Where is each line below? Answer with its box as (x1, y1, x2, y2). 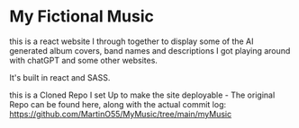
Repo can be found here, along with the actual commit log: (9, 98, 227, 109)
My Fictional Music (9, 6, 155, 27)
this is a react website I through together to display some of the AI (9, 36, 254, 47)
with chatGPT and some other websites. (9, 55, 158, 65)
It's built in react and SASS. (9, 72, 111, 82)
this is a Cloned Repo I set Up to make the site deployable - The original (9, 90, 276, 100)
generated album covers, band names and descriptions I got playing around (9, 45, 291, 55)
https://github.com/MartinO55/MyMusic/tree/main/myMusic (9, 108, 232, 119)
